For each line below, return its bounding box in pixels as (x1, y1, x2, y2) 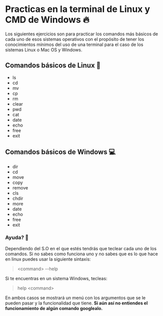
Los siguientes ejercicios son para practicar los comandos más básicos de (5, 31, 159, 37)
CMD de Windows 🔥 (5, 14, 90, 25)
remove (12, 184, 28, 190)
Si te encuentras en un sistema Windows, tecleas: (5, 275, 108, 281)
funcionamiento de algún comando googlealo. (5, 305, 103, 311)
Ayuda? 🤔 (5, 234, 29, 241)
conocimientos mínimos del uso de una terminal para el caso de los (5, 41, 144, 47)
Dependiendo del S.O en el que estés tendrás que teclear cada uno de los (5, 245, 157, 251)
